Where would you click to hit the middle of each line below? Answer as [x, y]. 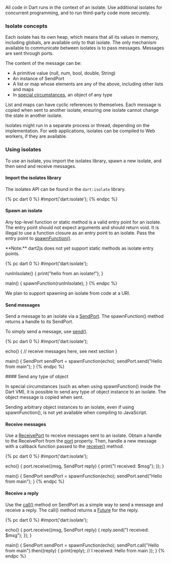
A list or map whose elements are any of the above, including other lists [88, 84]
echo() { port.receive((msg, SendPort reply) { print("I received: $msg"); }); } [85, 466]
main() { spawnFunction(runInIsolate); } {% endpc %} [61, 283]
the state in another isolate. [34, 116]
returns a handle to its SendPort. [39, 322]
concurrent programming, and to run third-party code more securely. [78, 13]
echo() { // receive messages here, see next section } [61, 351]
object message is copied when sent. [45, 397]
